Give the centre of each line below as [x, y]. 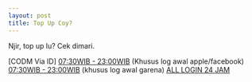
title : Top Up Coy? [41, 23]
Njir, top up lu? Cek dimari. [52, 45]
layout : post [30, 16]
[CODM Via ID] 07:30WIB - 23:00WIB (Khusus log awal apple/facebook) [126, 61]
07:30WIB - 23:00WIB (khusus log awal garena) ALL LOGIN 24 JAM [119, 69]
